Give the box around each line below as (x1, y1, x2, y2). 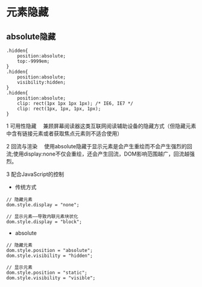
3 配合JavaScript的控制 (6, 171, 65, 178)
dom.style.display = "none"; (6, 202, 80, 208)
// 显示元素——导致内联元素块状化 (6, 213, 78, 219)
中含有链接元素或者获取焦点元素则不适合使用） (6, 130, 122, 137)
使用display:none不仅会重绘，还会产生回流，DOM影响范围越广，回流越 (13, 150, 190, 157)
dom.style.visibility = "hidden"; (6, 253, 93, 259)
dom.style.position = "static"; (6, 270, 87, 276)
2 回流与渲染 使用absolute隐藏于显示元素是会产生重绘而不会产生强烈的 (6, 143, 187, 150)
